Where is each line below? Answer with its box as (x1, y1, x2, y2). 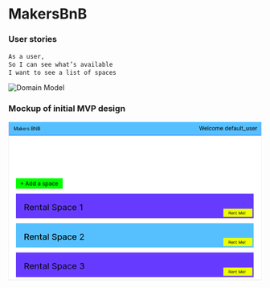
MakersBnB (8, 5, 88, 23)
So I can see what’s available (8, 61, 113, 69)
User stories (8, 34, 58, 45)
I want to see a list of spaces (8, 69, 117, 77)
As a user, (8, 53, 45, 61)
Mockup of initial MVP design (8, 103, 126, 114)
